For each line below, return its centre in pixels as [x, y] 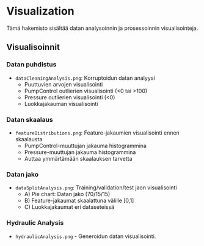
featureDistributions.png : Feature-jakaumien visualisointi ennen [97, 133]
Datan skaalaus [30, 119]
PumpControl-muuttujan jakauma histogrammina [85, 146]
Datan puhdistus [31, 65]
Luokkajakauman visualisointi [61, 104]
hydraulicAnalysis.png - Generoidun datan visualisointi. [86, 236]
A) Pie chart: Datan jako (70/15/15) [67, 194]
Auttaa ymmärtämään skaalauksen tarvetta [78, 158]
